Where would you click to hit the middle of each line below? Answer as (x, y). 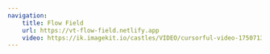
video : (33, 38)
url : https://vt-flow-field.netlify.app (91, 30)
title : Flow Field (53, 23)
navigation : (27, 15)
